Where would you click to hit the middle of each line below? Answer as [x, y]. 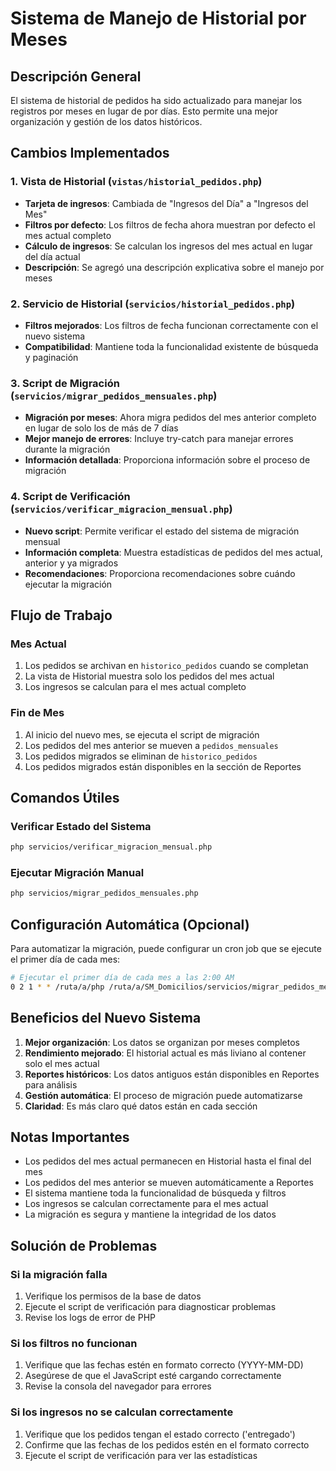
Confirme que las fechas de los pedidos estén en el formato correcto [167, 1444]
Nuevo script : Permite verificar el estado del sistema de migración [162, 531]
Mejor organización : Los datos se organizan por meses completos [162, 1042]
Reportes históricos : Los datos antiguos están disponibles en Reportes [172, 1074]
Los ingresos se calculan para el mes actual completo [135, 687]
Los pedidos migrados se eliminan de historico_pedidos [141, 756]
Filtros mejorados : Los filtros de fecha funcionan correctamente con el [171, 325]
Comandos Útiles [65, 797]
